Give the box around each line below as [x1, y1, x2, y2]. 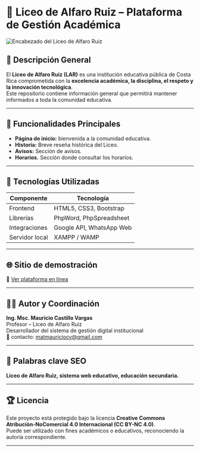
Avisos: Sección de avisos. [14, 147, 82, 154]
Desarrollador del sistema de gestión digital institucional [6, 327, 144, 334]
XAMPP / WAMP [54, 233, 99, 242]
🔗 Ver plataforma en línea [6, 276, 68, 283]
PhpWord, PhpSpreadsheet [54, 214, 130, 222]
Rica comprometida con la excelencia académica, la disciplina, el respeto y [6, 77, 193, 84]
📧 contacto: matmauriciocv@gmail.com [6, 333, 103, 340]
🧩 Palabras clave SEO [6, 356, 86, 366]
